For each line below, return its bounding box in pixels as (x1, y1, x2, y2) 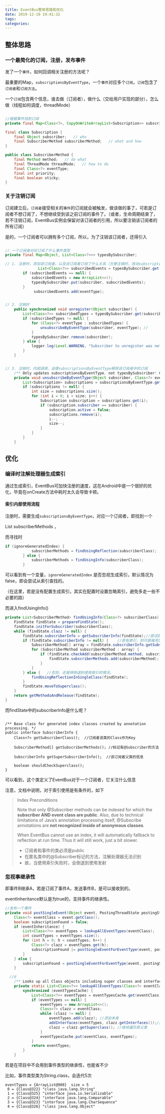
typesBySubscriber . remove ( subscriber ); (31, 334, 113, 339)
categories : (5, 21, 29, 26)
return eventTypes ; (31, 1043, 71, 1048)
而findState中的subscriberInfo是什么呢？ (5, 707, 87, 713)
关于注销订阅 (5, 193, 36, 200)
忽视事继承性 (5, 873, 36, 880)
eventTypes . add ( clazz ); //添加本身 (49, 1016, 119, 1021)
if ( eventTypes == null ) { (31, 997, 87, 1002)
